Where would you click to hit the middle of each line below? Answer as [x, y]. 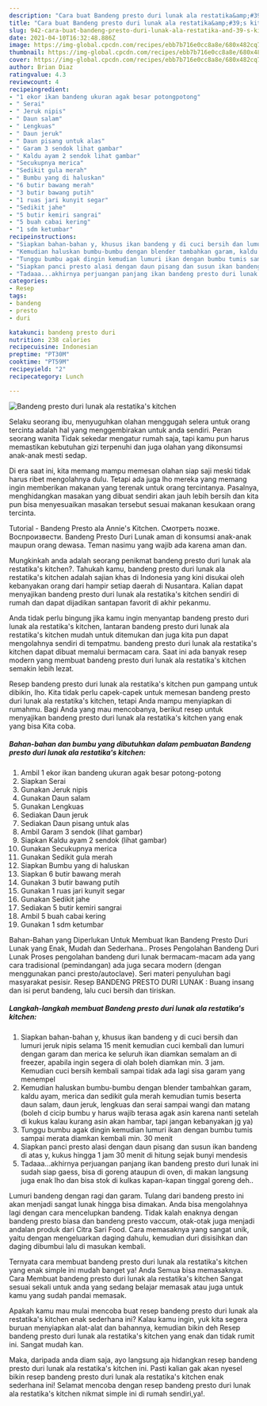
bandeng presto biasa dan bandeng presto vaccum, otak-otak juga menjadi [132, 1221]
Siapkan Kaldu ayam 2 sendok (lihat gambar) [93, 840]
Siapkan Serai [43, 781]
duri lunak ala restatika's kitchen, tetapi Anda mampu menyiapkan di [120, 701]
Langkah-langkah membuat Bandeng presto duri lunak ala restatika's [127, 1008]
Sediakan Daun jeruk [54, 815]
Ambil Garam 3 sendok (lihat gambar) [82, 832]
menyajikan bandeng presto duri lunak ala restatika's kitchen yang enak [126, 717]
